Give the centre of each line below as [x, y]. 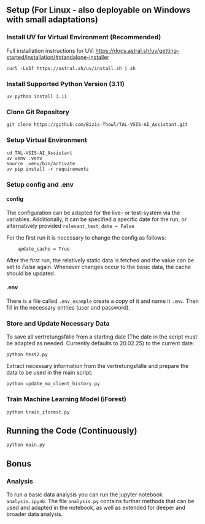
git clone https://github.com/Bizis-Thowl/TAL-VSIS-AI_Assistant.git [97, 125]
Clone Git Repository [38, 112]
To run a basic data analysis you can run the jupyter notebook [84, 495]
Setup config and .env [40, 184]
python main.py [26, 445]
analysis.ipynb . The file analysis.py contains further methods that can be [100, 501]
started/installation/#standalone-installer [58, 57]
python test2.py [27, 355]
